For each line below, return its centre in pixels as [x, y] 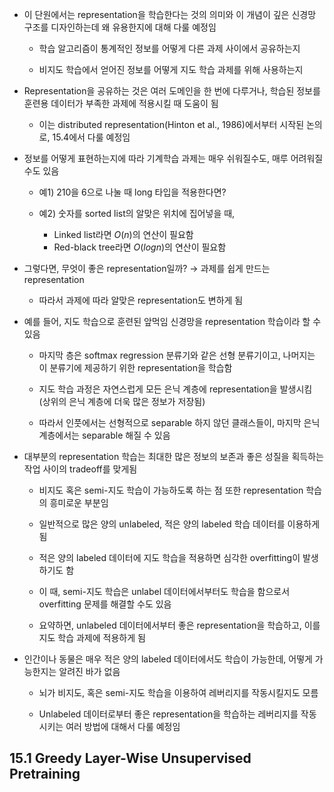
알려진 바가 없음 [89, 671]
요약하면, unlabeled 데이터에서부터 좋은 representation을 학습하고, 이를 [179, 625]
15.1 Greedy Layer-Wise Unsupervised [130, 758]
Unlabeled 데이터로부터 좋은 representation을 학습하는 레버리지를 [168, 714]
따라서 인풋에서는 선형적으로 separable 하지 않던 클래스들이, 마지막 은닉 [179, 422]
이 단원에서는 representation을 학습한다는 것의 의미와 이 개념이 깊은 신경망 [170, 14]
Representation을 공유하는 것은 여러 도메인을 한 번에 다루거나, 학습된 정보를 [172, 91]
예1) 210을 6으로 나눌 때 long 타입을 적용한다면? [132, 192]
